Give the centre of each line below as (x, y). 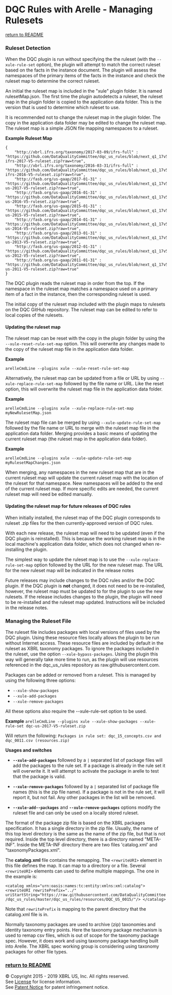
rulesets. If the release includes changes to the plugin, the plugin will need (84, 597)
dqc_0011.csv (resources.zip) (38, 740)
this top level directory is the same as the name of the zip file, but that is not (85, 833)
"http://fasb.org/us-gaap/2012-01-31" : (58, 247)
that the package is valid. (39, 776)
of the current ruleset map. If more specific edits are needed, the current (82, 489)
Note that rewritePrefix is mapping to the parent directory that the (76, 909)
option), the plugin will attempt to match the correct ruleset (99, 65)
